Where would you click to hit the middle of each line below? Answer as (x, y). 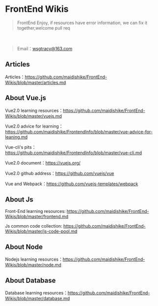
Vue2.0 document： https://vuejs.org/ (43, 163)
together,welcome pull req (43, 28)
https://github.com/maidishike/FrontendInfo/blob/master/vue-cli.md (74, 153)
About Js (19, 199)
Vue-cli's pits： (21, 147)
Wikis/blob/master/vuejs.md (34, 116)
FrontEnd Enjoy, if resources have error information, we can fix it (82, 23)
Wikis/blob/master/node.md (33, 265)
